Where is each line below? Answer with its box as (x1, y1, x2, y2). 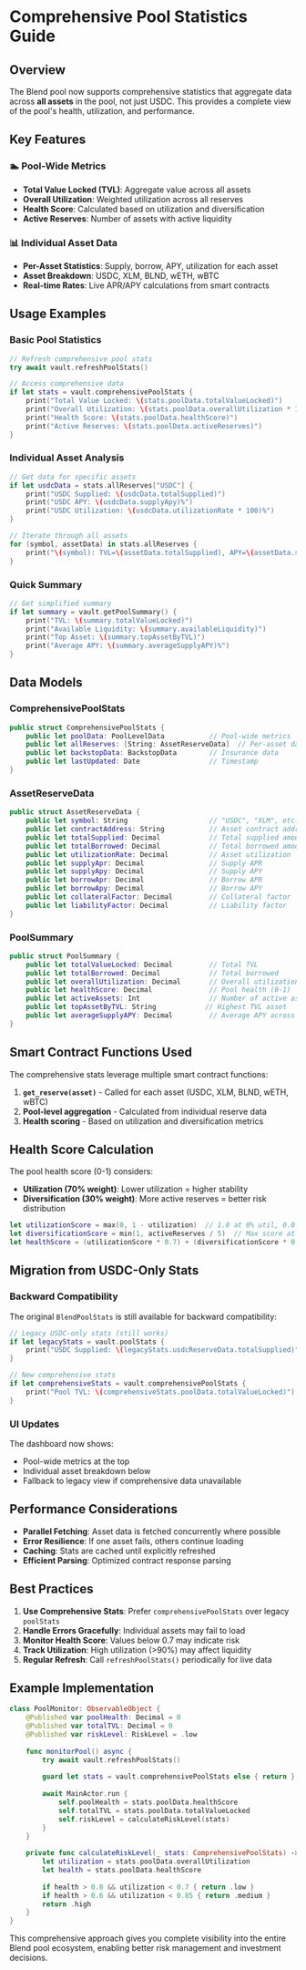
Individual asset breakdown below (22, 1466, 151, 1477)
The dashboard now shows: (9, 1439, 114, 1449)
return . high (42, 1899, 92, 1909)
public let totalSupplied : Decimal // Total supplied (25, 832, 280, 842)
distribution (22, 1203, 66, 1214)
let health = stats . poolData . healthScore (42, 1866, 202, 1875)
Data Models (9, 675, 83, 690)
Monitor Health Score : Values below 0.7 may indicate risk (22, 1635, 240, 1645)
